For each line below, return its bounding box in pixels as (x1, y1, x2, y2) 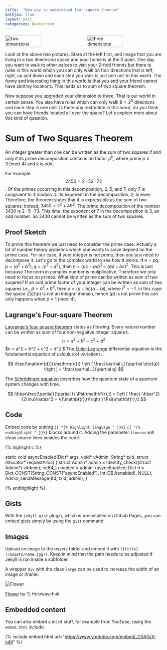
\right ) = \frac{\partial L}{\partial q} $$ (44, 366, 124, 372)
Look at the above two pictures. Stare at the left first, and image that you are (5, 51, 162, 58)
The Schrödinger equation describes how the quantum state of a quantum (5, 376, 158, 382)
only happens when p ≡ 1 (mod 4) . (5, 296, 76, 302)
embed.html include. (5, 624, 45, 630)
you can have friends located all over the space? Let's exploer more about (5, 110, 158, 116)
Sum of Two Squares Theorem (5, 133, 133, 144)
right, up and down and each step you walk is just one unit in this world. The (5, 73, 162, 79)
